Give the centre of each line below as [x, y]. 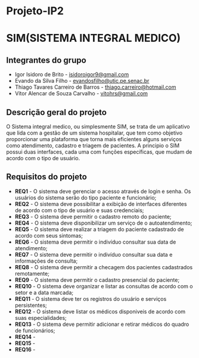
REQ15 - [25, 343]
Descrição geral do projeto [57, 112]
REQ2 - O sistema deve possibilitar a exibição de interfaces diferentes [101, 204]
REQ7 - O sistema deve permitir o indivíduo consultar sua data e [94, 254]
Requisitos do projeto [47, 177]
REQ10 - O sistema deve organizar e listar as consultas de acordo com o [104, 286]
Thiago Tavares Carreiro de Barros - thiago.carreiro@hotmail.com [96, 87]
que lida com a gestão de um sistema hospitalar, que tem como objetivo [94, 133]
